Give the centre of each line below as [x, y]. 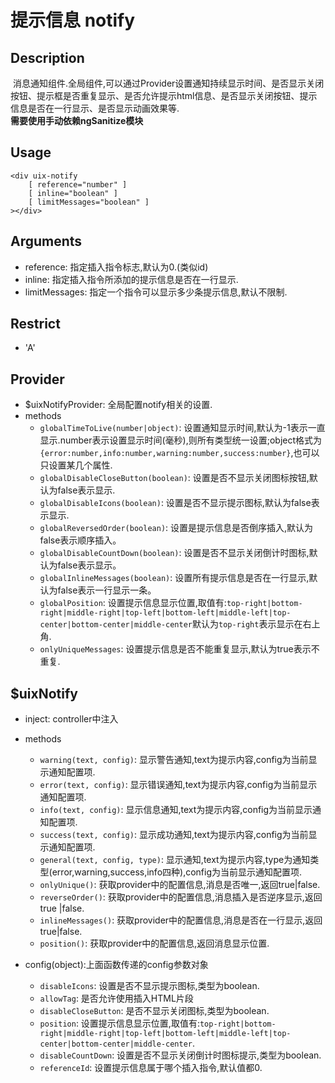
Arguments [46, 241]
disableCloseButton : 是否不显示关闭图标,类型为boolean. [154, 1011]
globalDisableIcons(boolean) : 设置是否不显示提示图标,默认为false [175, 503]
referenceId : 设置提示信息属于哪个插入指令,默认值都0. [151, 1068]
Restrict [35, 324]
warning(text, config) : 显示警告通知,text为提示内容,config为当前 [174, 760]
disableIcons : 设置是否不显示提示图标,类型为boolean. [149, 986]
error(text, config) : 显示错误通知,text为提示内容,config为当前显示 [178, 785]
